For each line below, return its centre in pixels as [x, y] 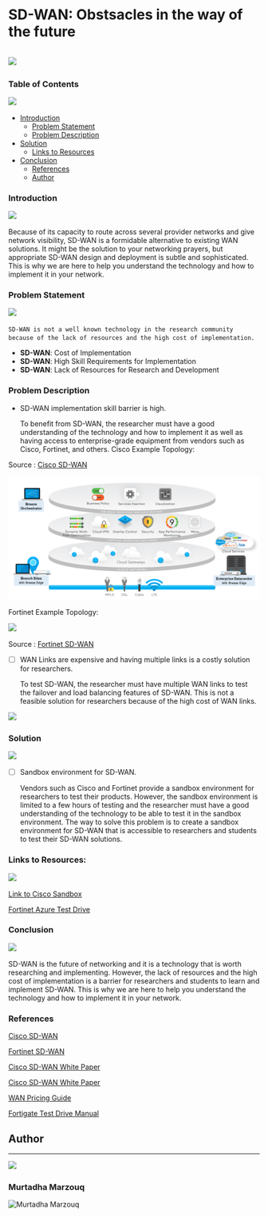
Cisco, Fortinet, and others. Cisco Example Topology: [107, 449]
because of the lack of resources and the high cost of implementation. [132, 338]
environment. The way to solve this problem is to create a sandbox [129, 822]
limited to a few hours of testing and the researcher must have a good [134, 805]
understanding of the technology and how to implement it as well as [131, 432]
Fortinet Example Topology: [53, 612]
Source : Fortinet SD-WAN [51, 644]
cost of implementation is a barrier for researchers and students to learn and [134, 980]
